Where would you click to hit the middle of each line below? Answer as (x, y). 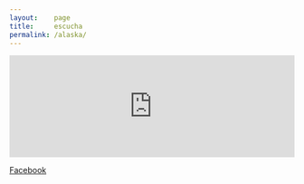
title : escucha (46, 26)
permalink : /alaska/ (48, 34)
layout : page (40, 18)
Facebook (28, 170)
